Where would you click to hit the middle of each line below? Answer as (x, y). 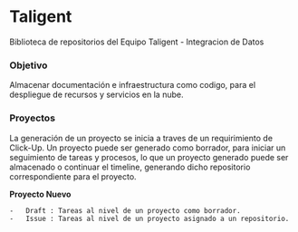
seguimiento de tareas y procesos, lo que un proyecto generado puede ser (149, 157)
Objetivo (29, 65)
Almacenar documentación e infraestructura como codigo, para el (133, 85)
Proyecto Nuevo (40, 194)
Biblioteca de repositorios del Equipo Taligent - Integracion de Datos (137, 42)
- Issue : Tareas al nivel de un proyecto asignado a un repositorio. (149, 218)
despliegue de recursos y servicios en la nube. (96, 95)
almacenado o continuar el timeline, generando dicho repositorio (130, 167)
